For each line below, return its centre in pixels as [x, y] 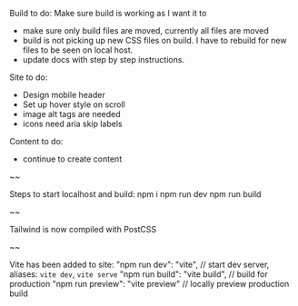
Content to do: [36, 141]
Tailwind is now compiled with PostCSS [83, 229]
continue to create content [72, 159]
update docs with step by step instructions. [103, 59]
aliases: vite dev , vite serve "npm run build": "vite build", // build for [139, 274]
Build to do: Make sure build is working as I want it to [108, 13]
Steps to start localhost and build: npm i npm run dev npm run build [135, 194]
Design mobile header [64, 95]
